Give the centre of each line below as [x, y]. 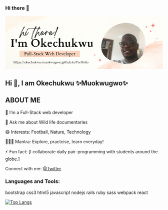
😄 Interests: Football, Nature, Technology [48, 132]
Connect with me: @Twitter [33, 168]
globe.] [12, 159]
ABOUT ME [23, 100]
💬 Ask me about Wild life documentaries [46, 122]
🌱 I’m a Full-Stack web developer [39, 112]
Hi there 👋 [17, 8]
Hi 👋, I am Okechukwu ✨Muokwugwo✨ [67, 83]
